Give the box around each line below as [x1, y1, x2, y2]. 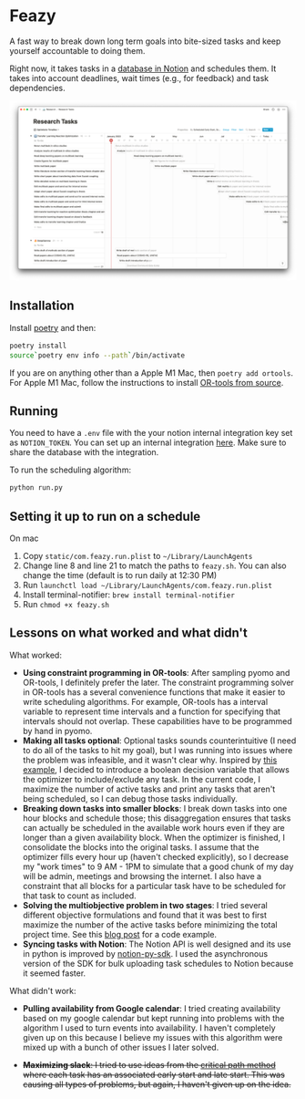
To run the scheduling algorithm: [9, 464, 132, 475]
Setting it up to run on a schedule [9, 508, 201, 524]
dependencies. [9, 82, 66, 93]
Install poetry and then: [9, 322, 97, 333]
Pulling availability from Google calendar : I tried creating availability [22, 1002, 280, 1013]
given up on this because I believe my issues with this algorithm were [22, 1032, 283, 1042]
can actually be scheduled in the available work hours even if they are [22, 822, 285, 833]
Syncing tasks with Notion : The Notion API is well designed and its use [22, 938, 291, 949]
